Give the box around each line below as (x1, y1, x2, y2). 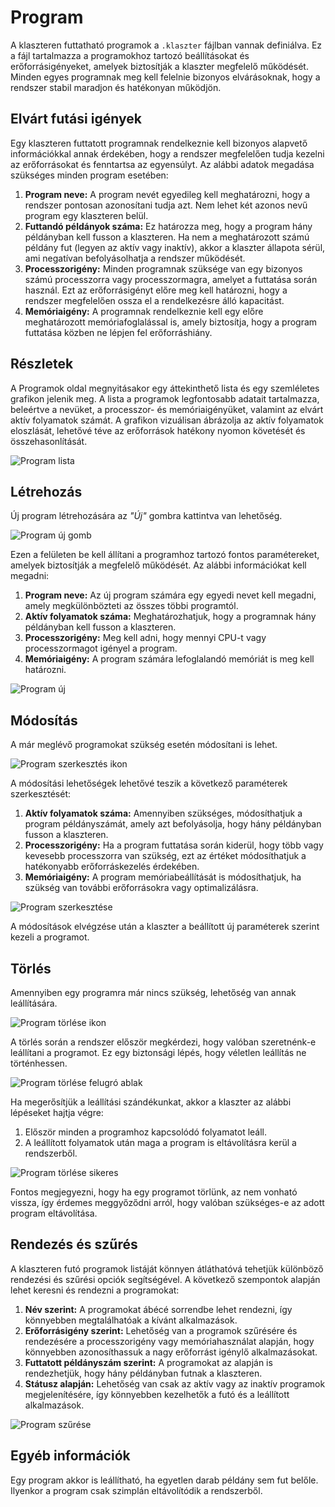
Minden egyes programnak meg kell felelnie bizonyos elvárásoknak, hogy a (10, 71, 321, 83)
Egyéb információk (10, 1447, 131, 1465)
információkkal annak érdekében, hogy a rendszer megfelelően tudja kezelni (10, 147, 325, 160)
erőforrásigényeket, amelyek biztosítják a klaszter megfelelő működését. (10, 60, 309, 72)
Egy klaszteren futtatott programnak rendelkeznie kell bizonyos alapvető (10, 137, 308, 149)
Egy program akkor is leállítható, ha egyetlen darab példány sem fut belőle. (10, 1474, 319, 1486)
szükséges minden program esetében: (10, 169, 169, 181)
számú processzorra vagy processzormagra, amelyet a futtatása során (24, 273, 318, 285)
